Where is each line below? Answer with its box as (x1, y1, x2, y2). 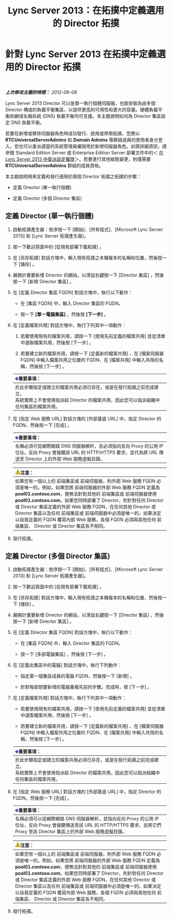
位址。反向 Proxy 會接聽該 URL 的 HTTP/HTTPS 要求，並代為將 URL (15, 449, 158, 455)
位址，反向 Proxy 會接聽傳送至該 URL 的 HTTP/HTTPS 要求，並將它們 (15, 822, 162, 828)
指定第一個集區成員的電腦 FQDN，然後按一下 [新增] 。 (20, 673, 135, 679)
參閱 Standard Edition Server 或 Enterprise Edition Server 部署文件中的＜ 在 (5, 150, 164, 156)
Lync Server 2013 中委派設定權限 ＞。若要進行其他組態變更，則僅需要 (5, 156, 151, 162)
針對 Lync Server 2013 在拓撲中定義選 (5, 48, 166, 60)
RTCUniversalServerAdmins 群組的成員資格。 (5, 162, 104, 169)
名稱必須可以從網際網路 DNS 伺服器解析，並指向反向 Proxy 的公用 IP (15, 816, 159, 822)
